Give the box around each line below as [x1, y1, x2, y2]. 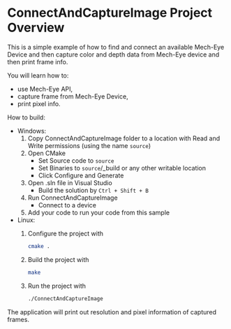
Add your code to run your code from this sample [27, 208, 170, 217]
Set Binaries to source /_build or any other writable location [38, 163, 207, 172]
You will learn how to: [7, 71, 69, 80]
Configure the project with [27, 229, 103, 237]
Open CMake [27, 149, 66, 157]
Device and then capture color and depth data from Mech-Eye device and [7, 50, 220, 59]
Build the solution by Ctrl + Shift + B [38, 186, 149, 194]
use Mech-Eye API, [17, 85, 73, 93]
